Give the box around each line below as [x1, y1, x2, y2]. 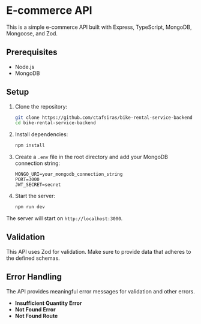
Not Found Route [14, 312, 58, 319]
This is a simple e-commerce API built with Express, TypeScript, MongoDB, [6, 23, 192, 31]
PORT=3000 [14, 176, 40, 183]
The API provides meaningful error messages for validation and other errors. [6, 287, 195, 295]
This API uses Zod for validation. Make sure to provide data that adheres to [6, 248, 191, 255]
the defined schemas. [6, 254, 60, 262]
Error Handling [6, 272, 62, 282]
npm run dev [14, 204, 45, 210]
